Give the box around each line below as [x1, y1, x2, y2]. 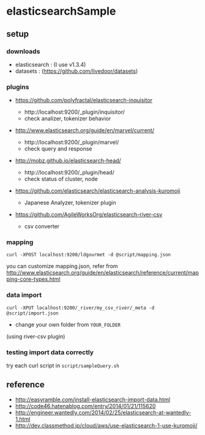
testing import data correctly [6, 348, 94, 356]
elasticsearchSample [6, 4, 116, 18]
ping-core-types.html [6, 275, 61, 283]
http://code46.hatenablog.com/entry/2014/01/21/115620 [15, 402, 156, 409]
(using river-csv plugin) [6, 332, 65, 340]
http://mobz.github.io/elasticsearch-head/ [15, 157, 121, 165]
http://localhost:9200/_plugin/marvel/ [24, 139, 119, 146]
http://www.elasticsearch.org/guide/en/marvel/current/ [15, 127, 155, 134]
